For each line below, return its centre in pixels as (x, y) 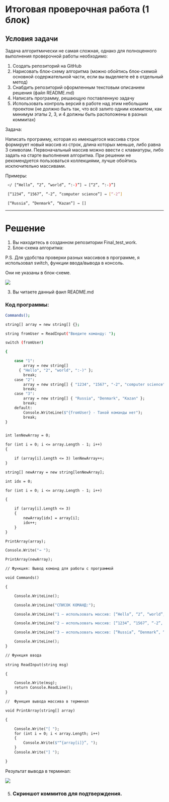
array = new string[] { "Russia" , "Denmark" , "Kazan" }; (84, 398)
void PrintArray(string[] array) (40, 711)
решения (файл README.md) (43, 93)
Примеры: (16, 176)
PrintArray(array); (26, 541)
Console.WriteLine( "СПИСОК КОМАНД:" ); (55, 605)
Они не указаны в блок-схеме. (38, 272)
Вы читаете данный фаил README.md (53, 292)
